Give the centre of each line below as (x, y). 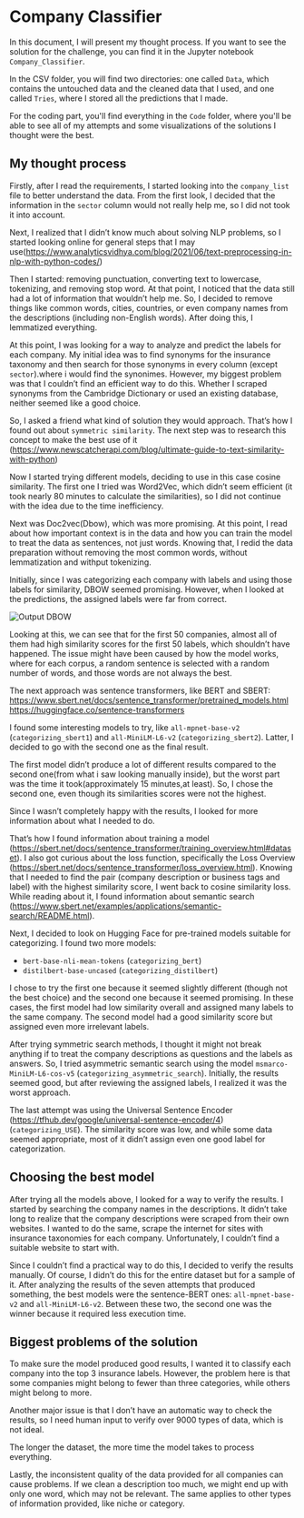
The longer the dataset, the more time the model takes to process (132, 1447)
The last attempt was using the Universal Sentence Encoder (121, 1110)
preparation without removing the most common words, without (128, 552)
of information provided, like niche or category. (98, 1503)
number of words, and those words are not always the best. (121, 673)
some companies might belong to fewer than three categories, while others (150, 1383)
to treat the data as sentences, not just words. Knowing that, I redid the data (151, 542)
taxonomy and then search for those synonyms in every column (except (144, 364)
